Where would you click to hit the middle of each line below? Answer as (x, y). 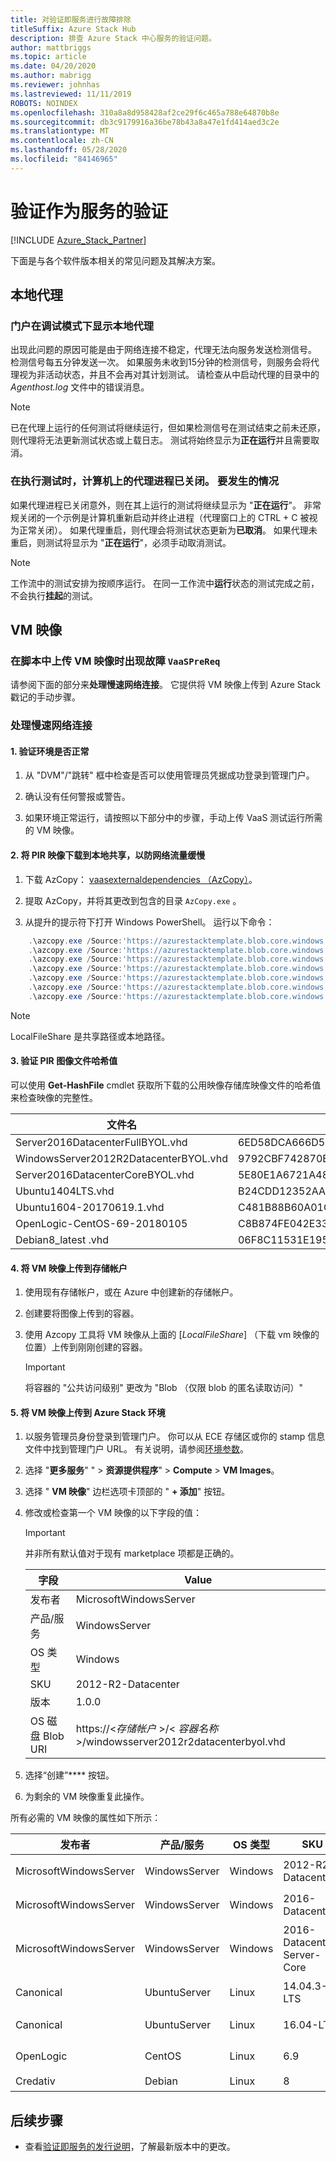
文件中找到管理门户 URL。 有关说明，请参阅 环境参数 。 (137, 1449)
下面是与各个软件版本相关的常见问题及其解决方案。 (115, 260)
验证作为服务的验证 (89, 211)
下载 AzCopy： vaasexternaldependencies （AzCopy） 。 (141, 879)
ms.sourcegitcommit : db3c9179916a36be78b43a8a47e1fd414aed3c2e (145, 122)
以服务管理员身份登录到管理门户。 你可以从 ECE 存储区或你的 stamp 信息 (175, 1437)
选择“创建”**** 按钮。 (69, 1775)
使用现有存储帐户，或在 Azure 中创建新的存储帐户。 (131, 1292)
